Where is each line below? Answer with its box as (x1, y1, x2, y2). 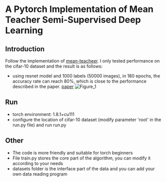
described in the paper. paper (12, 83, 74, 89)
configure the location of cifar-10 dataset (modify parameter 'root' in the (12, 116, 161, 122)
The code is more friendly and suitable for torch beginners (12, 149, 133, 155)
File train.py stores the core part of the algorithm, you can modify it (12, 155, 151, 161)
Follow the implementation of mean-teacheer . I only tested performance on (5, 58, 160, 63)
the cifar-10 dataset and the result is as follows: (5, 63, 103, 69)
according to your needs (12, 160, 63, 166)
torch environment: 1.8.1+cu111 (12, 111, 75, 117)
